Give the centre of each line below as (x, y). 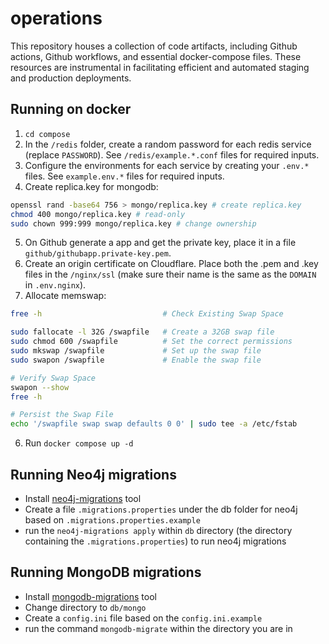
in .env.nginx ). (55, 285)
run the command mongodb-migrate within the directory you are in (158, 628)
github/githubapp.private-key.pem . (98, 253)
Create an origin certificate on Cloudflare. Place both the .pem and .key (171, 264)
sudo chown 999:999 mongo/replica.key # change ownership (133, 223)
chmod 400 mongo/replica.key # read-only (98, 214)
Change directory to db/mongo (85, 607)
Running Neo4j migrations (93, 474)
